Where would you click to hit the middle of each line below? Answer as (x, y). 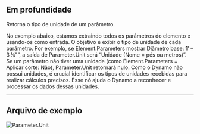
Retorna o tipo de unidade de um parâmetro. (60, 24)
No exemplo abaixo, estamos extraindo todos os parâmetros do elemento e (98, 36)
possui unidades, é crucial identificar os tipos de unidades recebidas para (97, 73)
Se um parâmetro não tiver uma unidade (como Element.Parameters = (92, 61)
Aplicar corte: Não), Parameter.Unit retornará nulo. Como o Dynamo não (95, 67)
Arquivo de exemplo (44, 110)
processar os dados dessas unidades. (53, 86)
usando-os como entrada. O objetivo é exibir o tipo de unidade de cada (94, 42)
